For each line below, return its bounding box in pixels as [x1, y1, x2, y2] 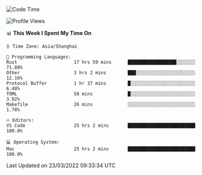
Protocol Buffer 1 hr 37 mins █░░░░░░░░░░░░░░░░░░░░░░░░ [6, 80, 196, 86]
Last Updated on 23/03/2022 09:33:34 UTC [6, 162, 116, 169]
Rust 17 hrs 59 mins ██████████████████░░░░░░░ [6, 59, 196, 65]
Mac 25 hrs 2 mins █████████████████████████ [6, 146, 196, 152]
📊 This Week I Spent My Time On [6, 30, 92, 36]
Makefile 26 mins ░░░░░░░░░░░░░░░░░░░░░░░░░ [6, 101, 196, 107]
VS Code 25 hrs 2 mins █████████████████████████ [6, 122, 196, 129]
